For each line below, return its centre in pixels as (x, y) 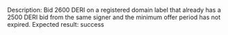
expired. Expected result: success (56, 24)
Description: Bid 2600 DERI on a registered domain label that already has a (114, 10)
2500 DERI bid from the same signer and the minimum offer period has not (114, 17)
